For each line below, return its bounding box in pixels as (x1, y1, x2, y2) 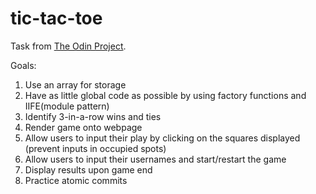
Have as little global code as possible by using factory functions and (24, 89, 307, 101)
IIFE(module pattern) (24, 100, 110, 112)
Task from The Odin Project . (10, 40, 127, 52)
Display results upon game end (24, 163, 153, 176)
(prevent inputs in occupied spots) (24, 142, 167, 154)
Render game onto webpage (24, 121, 143, 133)
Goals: (10, 59, 37, 71)
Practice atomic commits (24, 174, 128, 186)
